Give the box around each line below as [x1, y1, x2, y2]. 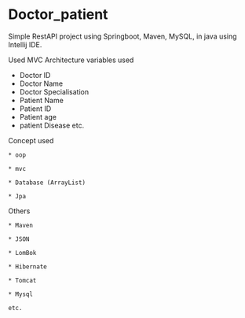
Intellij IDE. [8, 39, 42, 49]
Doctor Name [19, 79, 64, 88]
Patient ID [19, 104, 52, 113]
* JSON [8, 235, 30, 243]
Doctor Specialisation [19, 87, 89, 96]
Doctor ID [19, 70, 51, 79]
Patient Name [19, 95, 64, 105]
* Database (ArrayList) [8, 179, 86, 187]
